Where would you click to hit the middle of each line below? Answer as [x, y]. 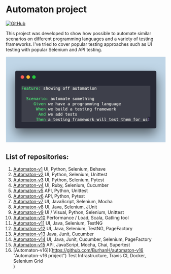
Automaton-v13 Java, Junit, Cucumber [54, 234]
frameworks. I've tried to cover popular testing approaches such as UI [79, 44]
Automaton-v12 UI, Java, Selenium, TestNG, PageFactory [73, 228]
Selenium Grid [28, 261]
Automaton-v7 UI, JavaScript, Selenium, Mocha [63, 201]
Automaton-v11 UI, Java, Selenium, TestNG [58, 223]
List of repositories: [37, 157]
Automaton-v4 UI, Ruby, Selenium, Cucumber [61, 185]
